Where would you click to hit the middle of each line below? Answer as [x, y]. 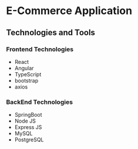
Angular [24, 68]
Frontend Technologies [40, 49]
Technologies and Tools [51, 33]
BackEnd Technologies [40, 102]
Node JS [25, 121]
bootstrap [26, 80]
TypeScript [28, 74]
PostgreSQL [29, 140]
